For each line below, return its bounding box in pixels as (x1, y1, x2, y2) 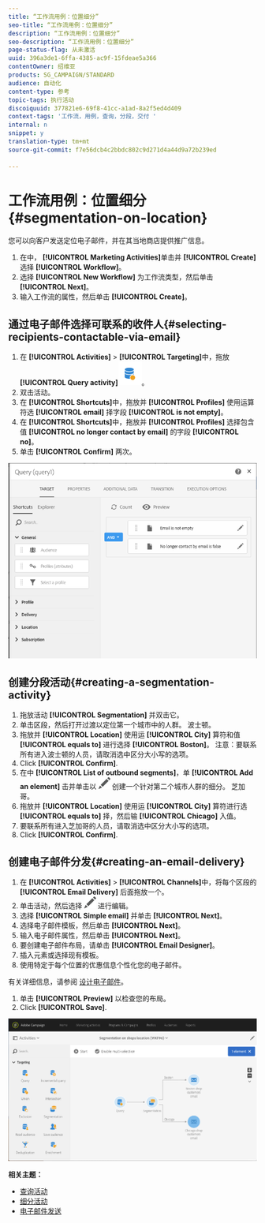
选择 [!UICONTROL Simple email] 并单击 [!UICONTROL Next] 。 (19, 911, 227, 921)
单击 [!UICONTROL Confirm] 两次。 (19, 447, 136, 457)
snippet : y (8, 129, 44, 137)
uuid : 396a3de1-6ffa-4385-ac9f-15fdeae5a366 (8, 54, 157, 62)
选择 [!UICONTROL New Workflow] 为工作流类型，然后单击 (19, 272, 214, 282)
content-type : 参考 (8, 88, 70, 95)
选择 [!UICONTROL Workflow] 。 (19, 263, 126, 272)
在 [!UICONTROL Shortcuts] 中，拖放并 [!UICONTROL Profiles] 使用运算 (19, 398, 255, 407)
